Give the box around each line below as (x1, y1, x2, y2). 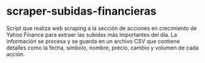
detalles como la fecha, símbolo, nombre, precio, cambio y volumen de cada (6, 44, 199, 51)
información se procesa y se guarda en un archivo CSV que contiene (6, 37, 181, 45)
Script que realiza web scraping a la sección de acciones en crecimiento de (6, 24, 197, 32)
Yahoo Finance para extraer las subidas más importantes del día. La (6, 31, 177, 38)
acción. (6, 50, 25, 57)
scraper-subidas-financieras (6, 4, 157, 18)
